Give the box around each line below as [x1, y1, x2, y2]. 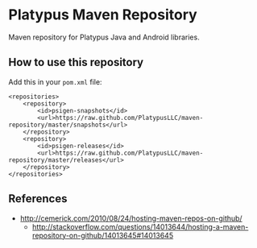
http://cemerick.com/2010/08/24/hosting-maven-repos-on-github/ [19, 213, 243, 223]
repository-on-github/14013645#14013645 [31, 230, 174, 240]
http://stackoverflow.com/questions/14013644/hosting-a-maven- [31, 221, 249, 231]
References [8, 192, 68, 206]
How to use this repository [8, 56, 144, 69]
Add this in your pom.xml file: [8, 76, 102, 86]
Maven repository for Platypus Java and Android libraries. [8, 32, 200, 42]
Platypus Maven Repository [8, 6, 197, 24]
